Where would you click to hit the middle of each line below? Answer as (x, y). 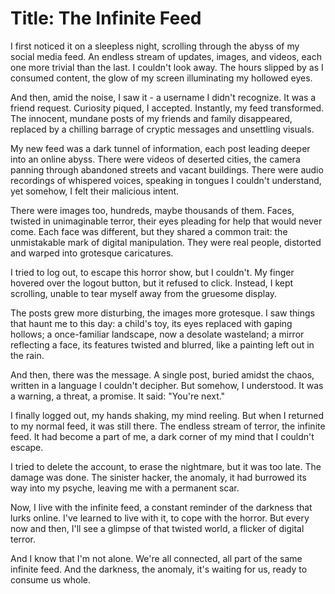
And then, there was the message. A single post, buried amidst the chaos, (162, 374)
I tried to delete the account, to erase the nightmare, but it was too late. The (166, 466)
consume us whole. (51, 579)
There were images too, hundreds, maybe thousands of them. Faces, (152, 210)
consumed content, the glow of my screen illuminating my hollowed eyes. (161, 78)
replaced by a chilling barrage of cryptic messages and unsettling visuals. (162, 129)
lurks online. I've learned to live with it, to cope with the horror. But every (160, 518)
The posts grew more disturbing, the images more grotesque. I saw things (162, 313)
